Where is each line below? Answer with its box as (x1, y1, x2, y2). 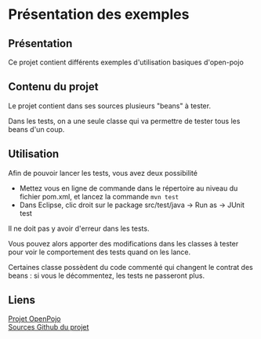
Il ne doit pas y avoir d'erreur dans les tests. (8, 224, 150, 233)
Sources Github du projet (8, 323, 89, 332)
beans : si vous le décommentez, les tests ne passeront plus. (8, 271, 205, 280)
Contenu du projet (8, 80, 99, 93)
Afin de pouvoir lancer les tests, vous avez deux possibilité (8, 168, 198, 177)
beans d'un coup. (8, 124, 65, 134)
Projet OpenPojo (8, 314, 61, 323)
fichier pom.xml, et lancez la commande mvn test (19, 191, 179, 201)
